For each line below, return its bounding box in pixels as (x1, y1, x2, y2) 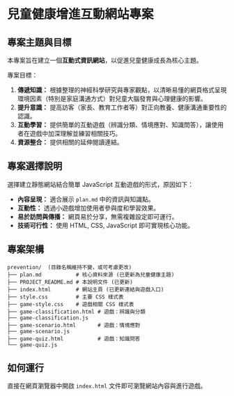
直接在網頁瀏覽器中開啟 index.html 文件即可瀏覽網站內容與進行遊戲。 (7, 381, 207, 390)
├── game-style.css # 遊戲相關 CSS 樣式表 (7, 300, 134, 307)
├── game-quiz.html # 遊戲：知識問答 (7, 335, 141, 342)
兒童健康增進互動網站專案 (7, 6, 155, 22)
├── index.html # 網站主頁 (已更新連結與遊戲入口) (7, 286, 164, 293)
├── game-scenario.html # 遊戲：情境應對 (7, 321, 141, 328)
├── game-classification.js (7, 314, 89, 321)
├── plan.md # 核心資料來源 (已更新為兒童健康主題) (7, 271, 175, 278)
